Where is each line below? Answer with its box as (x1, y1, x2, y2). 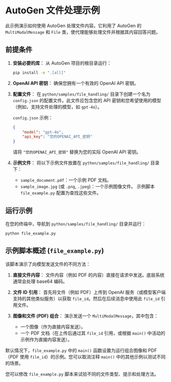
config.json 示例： (12, 115, 53, 121)
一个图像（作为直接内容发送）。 (20, 323, 86, 330)
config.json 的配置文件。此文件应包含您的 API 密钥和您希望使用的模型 (12, 97, 161, 103)
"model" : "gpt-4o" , (22, 129, 64, 134)
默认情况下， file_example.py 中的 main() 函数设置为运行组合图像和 (5, 347, 147, 353)
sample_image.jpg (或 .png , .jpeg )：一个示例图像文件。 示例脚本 (20, 184, 155, 190)
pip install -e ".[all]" (12, 70, 66, 75)
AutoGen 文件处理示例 (5, 5, 100, 16)
